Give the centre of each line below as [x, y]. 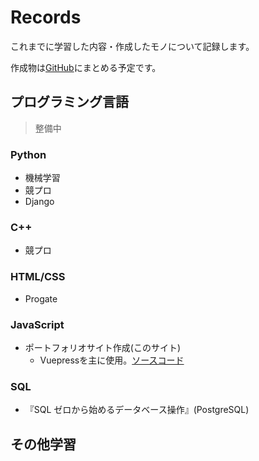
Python [28, 154]
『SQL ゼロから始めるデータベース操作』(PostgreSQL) [137, 410]
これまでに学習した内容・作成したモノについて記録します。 [132, 46]
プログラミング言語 [69, 102]
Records [46, 17]
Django [39, 202]
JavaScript [37, 324]
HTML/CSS [38, 277]
